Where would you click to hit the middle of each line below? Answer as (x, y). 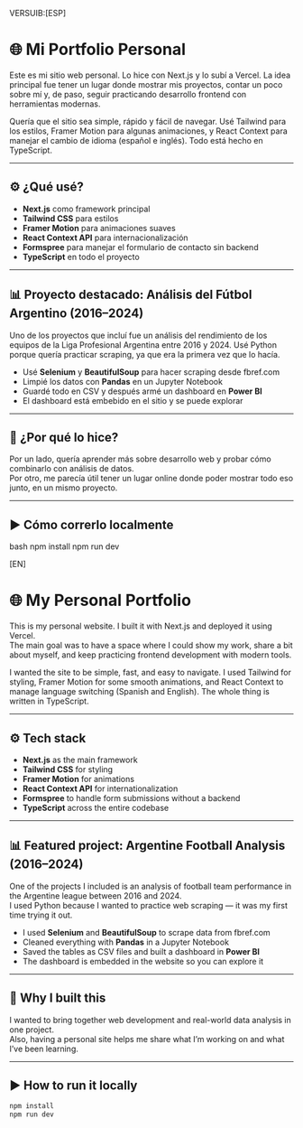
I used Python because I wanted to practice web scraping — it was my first (149, 905)
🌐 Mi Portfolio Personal (98, 50)
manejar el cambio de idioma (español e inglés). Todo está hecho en (136, 140)
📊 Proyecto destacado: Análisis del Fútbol (131, 295)
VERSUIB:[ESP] (37, 13)
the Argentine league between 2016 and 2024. (96, 895)
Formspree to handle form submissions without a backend (131, 797)
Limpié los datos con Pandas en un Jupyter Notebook (123, 381)
